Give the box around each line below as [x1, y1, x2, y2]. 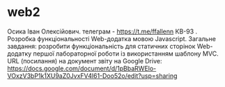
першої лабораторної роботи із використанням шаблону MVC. [33, 49, 219, 58]
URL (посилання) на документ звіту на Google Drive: [7, 56, 162, 65]
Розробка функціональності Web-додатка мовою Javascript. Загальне [7, 34, 216, 42]
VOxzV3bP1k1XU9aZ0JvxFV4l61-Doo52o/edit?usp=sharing [7, 71, 178, 80]
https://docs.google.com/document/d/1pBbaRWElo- [7, 64, 157, 72]
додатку [7, 49, 32, 58]
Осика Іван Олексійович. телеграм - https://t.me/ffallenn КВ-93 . [7, 27, 198, 35]
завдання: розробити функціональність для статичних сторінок [7, 42, 196, 50]
